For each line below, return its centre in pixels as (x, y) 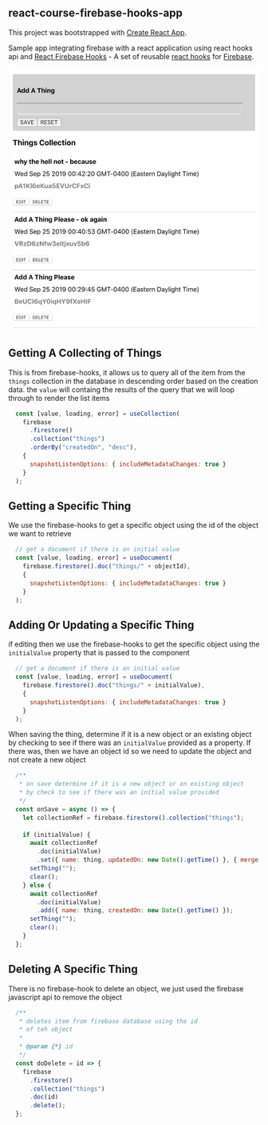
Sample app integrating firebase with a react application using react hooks (130, 48)
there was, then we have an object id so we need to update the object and (130, 751)
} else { (37, 885)
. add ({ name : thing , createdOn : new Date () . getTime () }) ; (135, 911)
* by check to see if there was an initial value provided (119, 793)
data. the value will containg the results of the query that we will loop (122, 389)
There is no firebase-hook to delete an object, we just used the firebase (126, 988)
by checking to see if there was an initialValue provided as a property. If (130, 743)
